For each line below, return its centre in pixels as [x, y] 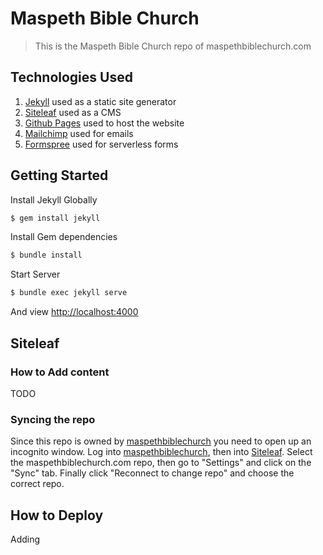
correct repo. [37, 484]
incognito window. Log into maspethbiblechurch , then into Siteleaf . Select [161, 452]
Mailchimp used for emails [79, 133]
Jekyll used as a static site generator [100, 101]
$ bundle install [46, 255]
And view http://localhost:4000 [74, 312]
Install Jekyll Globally [54, 199]
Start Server [35, 274]
